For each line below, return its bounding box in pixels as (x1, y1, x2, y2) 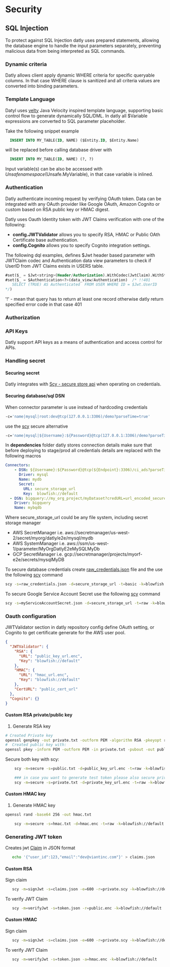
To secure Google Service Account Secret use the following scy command (5, 591, 160, 597)
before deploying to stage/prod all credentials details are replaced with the (5, 447, 161, 454)
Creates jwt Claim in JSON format (5, 845, 75, 851)
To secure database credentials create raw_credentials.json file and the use (5, 566, 163, 572)
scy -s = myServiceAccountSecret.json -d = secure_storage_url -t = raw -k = (5, 601, 157, 606)
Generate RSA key (12, 723, 51, 729)
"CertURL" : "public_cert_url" (14, 687, 78, 692)
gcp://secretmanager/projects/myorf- (64, 551, 143, 557)
